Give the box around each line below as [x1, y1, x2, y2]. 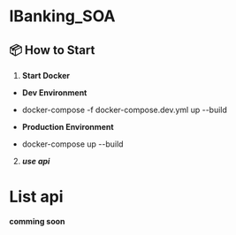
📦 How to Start [9, 42, 95, 57]
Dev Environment [21, 87, 88, 98]
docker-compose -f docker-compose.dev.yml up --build [21, 104, 228, 115]
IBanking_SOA [9, 6, 116, 27]
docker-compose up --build [21, 139, 124, 149]
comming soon [9, 216, 65, 226]
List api [9, 187, 64, 207]
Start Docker [21, 71, 71, 80]
